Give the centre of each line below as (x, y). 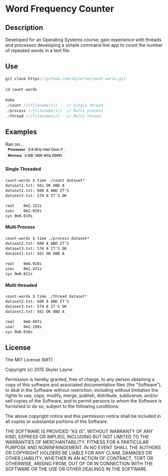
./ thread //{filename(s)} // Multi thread (53, 116)
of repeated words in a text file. (38, 50)
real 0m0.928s (24, 264)
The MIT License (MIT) (29, 360)
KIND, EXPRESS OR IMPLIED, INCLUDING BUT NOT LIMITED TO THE (77, 437)
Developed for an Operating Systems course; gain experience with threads (83, 40)
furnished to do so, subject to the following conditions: (62, 407)
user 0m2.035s (24, 211)
